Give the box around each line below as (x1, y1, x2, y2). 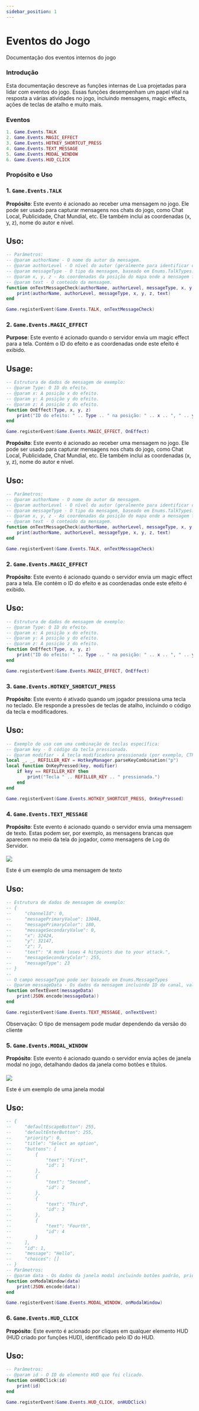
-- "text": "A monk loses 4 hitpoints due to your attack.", (6, 949, 171, 955)
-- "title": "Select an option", (6, 1140, 99, 1146)
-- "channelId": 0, (6, 910, 65, 917)
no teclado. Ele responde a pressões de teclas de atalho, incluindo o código (6, 702, 191, 709)
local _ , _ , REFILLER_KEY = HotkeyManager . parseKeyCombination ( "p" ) (6, 758, 179, 764)
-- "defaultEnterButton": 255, (6, 1130, 94, 1136)
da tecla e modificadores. (6, 708, 69, 716)
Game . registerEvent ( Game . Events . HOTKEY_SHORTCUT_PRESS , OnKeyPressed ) (6, 796, 184, 801)
